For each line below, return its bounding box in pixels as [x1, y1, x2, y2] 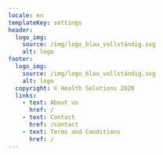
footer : [8, 56, 34, 63]
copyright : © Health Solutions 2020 [15, 84, 135, 92]
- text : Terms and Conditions [22, 128, 121, 135]
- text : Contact [22, 114, 76, 121]
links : [15, 92, 37, 99]
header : [8, 26, 34, 34]
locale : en [8, 11, 44, 20]
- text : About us [22, 99, 79, 106]
